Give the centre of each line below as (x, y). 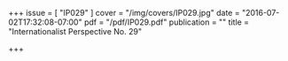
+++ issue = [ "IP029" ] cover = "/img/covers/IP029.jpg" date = (124, 13)
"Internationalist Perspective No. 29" (75, 31)
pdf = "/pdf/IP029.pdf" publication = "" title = (167, 22)
